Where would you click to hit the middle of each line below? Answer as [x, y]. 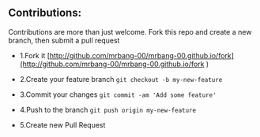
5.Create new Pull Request [62, 124]
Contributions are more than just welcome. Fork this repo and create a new [130, 31]
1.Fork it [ [34, 55]
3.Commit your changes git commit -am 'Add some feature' [118, 94]
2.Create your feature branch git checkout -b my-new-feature [121, 79]
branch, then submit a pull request [64, 40]
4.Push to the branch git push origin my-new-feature [107, 109]
